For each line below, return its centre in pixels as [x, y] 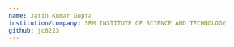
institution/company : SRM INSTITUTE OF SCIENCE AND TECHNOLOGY [117, 23]
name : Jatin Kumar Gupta [50, 16]
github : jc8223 [34, 30]
